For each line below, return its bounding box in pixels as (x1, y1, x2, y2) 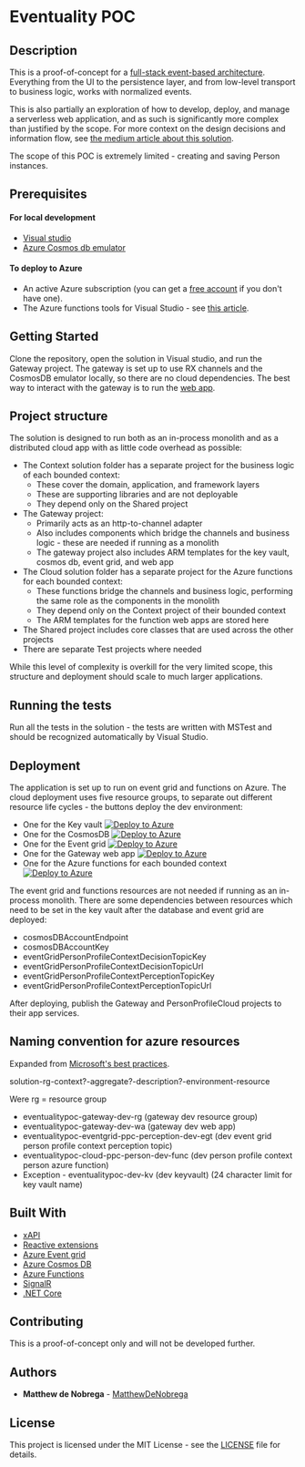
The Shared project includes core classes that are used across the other (22, 624, 294, 635)
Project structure (9, 408, 108, 424)
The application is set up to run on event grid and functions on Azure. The (9, 782, 287, 794)
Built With (9, 1205, 66, 1221)
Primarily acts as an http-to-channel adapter (36, 518, 203, 529)
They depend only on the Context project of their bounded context (36, 605, 287, 616)
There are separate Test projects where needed (22, 644, 202, 655)
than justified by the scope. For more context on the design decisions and (9, 123, 286, 134)
